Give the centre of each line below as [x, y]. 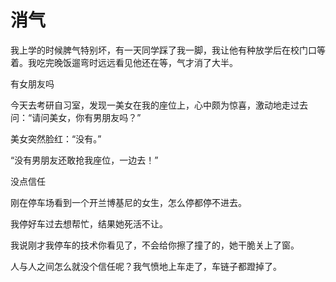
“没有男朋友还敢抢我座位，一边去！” [84, 160]
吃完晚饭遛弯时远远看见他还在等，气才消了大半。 [137, 62]
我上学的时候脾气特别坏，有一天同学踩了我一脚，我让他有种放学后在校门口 [163, 50]
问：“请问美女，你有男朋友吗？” [76, 117]
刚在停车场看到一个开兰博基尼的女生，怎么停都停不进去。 [128, 202]
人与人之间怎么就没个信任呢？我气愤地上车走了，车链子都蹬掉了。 [146, 266]
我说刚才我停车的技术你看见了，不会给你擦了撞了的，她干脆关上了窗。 [155, 245]
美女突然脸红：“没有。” [56, 138]
